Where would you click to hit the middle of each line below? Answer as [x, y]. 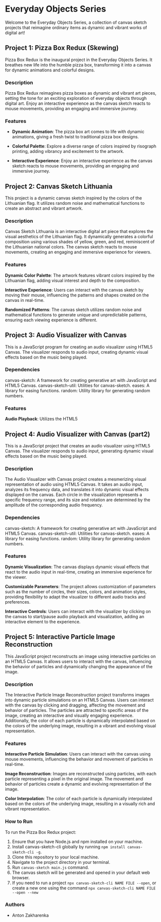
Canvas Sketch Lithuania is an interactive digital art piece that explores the [79, 231]
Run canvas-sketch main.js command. [51, 867]
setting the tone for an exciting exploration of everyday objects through [76, 99]
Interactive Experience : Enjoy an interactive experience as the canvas [82, 161]
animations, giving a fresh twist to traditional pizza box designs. [75, 137]
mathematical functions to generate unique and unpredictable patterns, [76, 314]
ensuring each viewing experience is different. [51, 320]
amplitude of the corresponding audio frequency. [54, 505]
